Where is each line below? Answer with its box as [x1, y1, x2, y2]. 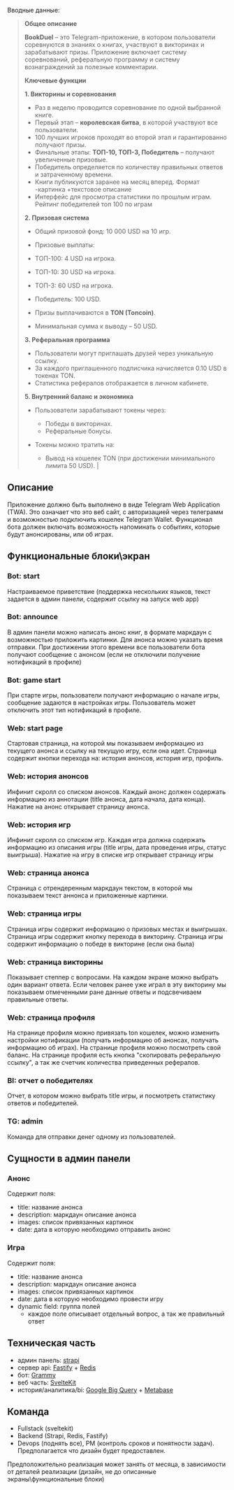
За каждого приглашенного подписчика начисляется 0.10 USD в [34, 364, 227, 372]
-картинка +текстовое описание [34, 185, 132, 193]
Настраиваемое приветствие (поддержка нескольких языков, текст [7, 587, 211, 595]
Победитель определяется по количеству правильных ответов [34, 163, 224, 171]
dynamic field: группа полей [17, 1302, 101, 1310]
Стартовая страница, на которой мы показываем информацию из [7, 739, 204, 748]
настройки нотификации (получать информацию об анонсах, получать [7, 1036, 219, 1044]
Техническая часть [7, 1338, 96, 1349]
